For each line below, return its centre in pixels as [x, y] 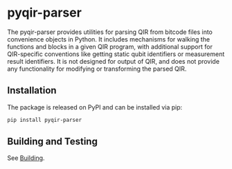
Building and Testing [53, 142]
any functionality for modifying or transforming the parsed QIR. [97, 69]
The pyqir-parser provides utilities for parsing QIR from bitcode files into [110, 32]
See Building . [26, 158]
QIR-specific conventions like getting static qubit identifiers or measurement [116, 54]
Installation [32, 90]
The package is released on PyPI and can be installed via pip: [95, 107]
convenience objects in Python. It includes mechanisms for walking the [108, 39]
